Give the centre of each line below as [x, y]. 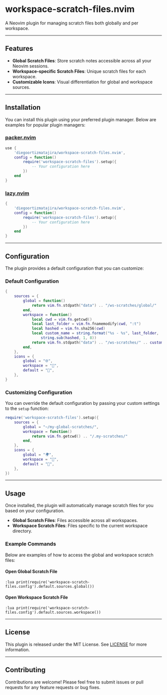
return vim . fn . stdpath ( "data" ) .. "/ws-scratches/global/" [94, 305]
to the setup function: [27, 409]
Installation [23, 107]
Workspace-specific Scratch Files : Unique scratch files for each [79, 71]
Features [19, 49]
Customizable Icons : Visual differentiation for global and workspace [83, 82]
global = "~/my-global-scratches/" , [61, 427]
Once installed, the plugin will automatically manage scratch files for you [80, 506]
